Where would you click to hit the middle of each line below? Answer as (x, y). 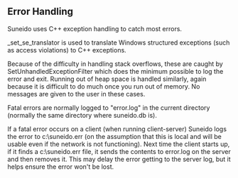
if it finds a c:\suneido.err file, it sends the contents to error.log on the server (119, 151)
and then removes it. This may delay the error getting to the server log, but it (119, 159)
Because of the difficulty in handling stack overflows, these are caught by (115, 64)
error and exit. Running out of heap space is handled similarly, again (107, 79)
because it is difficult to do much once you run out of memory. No (104, 86)
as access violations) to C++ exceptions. (67, 50)
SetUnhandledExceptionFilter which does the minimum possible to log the (115, 71)
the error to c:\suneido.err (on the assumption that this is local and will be (115, 136)
